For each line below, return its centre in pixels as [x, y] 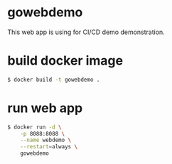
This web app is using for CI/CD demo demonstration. [86, 32]
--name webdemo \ [46, 140]
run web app [45, 108]
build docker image [65, 61]
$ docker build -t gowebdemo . [54, 80]
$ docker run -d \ [34, 127]
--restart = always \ [49, 147]
